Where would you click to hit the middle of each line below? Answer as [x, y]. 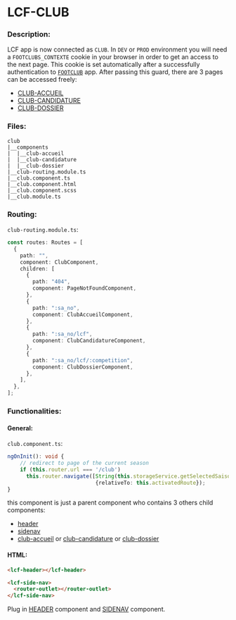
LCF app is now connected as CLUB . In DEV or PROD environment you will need [117, 49]
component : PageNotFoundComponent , [85, 289]
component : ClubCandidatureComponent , [89, 341]
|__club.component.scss [42, 190]
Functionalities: [34, 411]
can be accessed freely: [42, 80]
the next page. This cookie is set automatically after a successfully [104, 65]
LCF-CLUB [38, 12]
